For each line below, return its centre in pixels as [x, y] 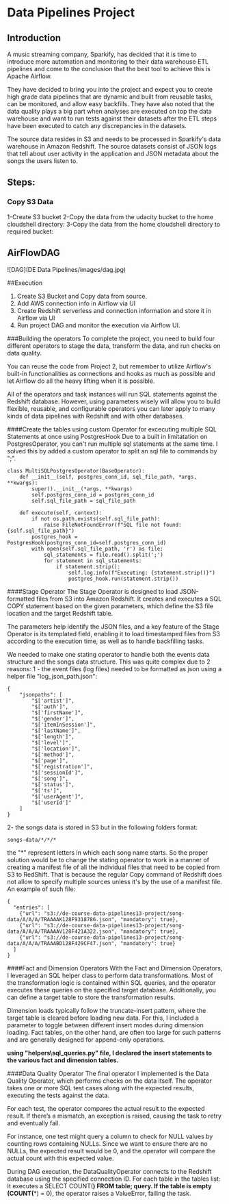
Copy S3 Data [30, 202]
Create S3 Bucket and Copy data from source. [82, 296]
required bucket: [30, 231]
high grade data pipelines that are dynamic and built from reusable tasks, [110, 97]
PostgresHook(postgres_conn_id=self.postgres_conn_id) [87, 542]
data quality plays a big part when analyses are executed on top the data [109, 111]
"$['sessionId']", [58, 773]
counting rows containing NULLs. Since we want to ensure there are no [107, 1143]
